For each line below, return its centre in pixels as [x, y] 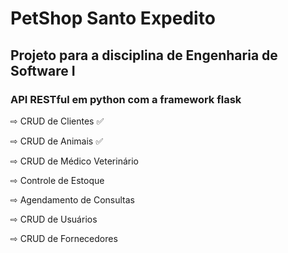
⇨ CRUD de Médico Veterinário [74, 161]
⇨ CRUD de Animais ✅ [57, 141]
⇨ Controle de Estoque [57, 180]
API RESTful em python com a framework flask [126, 99]
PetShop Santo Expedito [113, 18]
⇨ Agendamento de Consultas [72, 199]
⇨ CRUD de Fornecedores [64, 238]
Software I [43, 70]
